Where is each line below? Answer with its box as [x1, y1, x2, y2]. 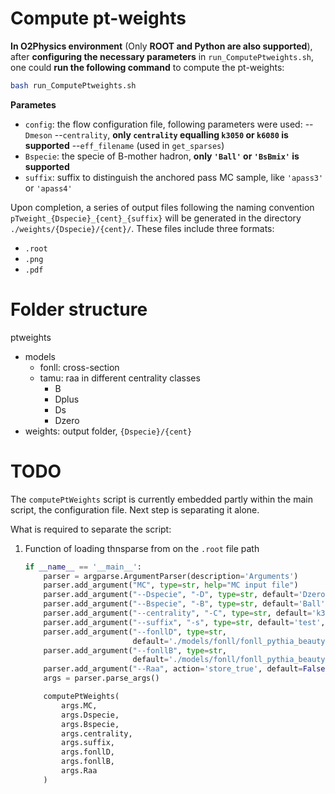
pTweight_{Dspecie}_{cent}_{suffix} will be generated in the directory [10, 212, 302, 224]
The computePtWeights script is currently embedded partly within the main [10, 493, 313, 505]
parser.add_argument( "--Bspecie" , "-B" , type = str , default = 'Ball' [43, 599, 326, 609]
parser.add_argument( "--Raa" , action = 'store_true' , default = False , [43, 664, 330, 674]
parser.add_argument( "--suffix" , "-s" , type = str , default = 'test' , [43, 617, 326, 627]
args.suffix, [61, 738, 115, 748]
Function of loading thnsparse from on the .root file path [24, 542, 260, 554]
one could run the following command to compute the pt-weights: [10, 61, 285, 73]
